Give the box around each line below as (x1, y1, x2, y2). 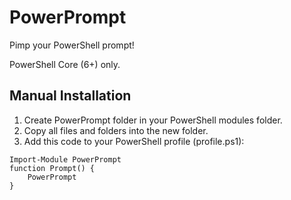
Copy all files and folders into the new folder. (23, 124, 209, 136)
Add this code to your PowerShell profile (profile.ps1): (23, 135, 245, 147)
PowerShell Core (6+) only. (9, 58, 121, 70)
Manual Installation (9, 87, 132, 105)
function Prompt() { (9, 163, 96, 173)
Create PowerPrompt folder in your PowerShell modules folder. (23, 114, 283, 126)
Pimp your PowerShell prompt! (9, 39, 135, 51)
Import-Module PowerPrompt (9, 154, 122, 165)
